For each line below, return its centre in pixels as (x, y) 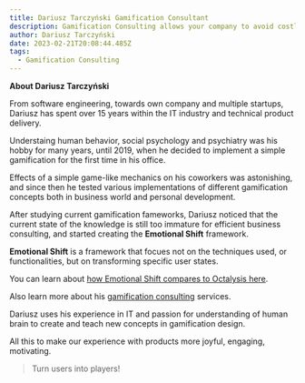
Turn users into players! (76, 368)
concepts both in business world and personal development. (123, 197)
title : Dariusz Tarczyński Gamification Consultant (109, 18)
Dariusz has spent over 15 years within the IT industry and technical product (152, 113)
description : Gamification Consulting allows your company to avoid (142, 26)
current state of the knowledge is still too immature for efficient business (145, 224)
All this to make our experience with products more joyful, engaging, (137, 341)
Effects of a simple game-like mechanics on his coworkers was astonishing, (151, 177)
